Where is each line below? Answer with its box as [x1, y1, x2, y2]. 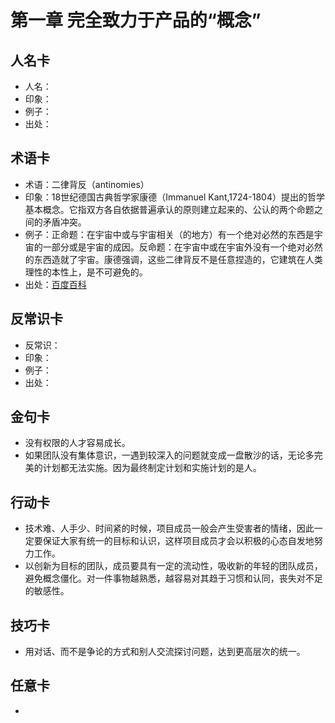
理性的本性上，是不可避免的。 [24, 266, 148, 278]
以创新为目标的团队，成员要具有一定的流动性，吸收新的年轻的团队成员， [24, 560, 323, 572]
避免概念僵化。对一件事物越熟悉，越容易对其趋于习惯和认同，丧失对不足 [24, 572, 323, 585]
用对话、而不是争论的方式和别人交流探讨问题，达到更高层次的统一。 [24, 646, 306, 658]
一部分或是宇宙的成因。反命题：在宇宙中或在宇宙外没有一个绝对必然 [42, 241, 323, 253]
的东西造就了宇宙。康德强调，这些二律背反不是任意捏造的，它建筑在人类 [24, 253, 323, 265]
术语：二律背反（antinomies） [24, 178, 150, 190]
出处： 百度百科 [24, 278, 87, 290]
